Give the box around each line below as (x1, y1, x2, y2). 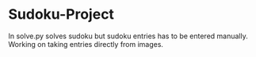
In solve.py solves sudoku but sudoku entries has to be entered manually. (8, 31, 248, 41)
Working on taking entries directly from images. (8, 39, 164, 48)
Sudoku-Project (8, 5, 115, 23)
